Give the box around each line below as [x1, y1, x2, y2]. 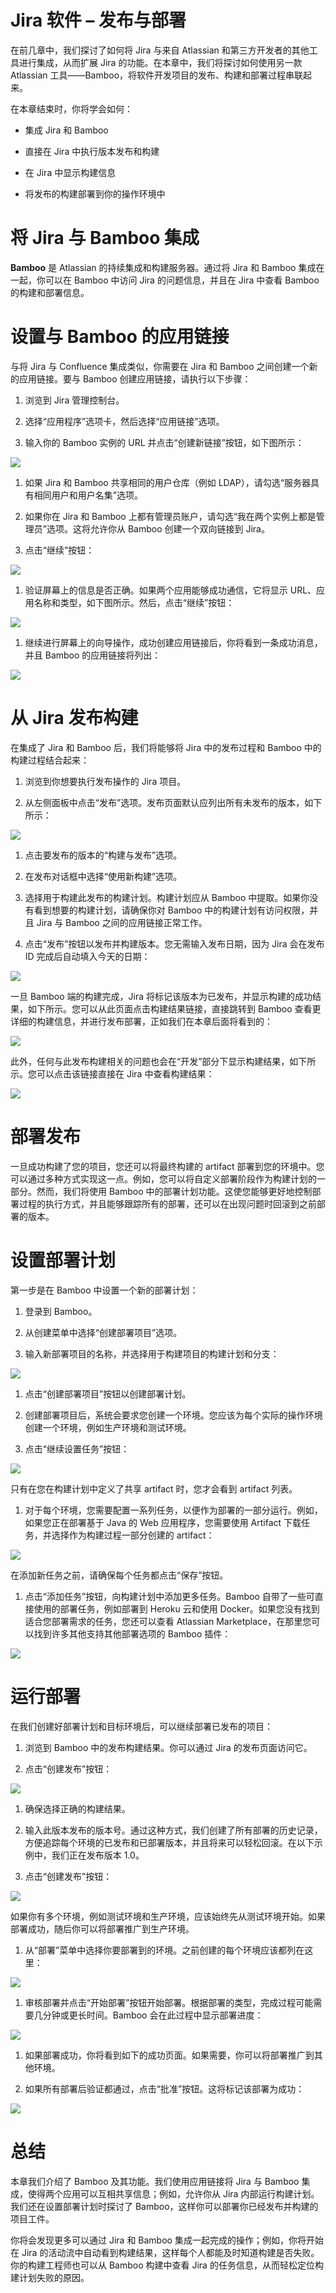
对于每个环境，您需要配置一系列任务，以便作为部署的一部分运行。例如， [24, 1504, 323, 1516]
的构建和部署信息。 [10, 286, 90, 298]
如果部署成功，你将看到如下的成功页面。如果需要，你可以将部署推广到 [24, 2049, 315, 2061]
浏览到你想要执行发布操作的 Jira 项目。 [24, 775, 187, 787]
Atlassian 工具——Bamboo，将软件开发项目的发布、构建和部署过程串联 [10, 69, 304, 81]
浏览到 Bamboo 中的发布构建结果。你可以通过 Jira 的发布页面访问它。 [24, 1741, 313, 1753]
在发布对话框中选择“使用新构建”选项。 [24, 870, 183, 882]
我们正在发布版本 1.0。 [51, 1849, 145, 1861]
